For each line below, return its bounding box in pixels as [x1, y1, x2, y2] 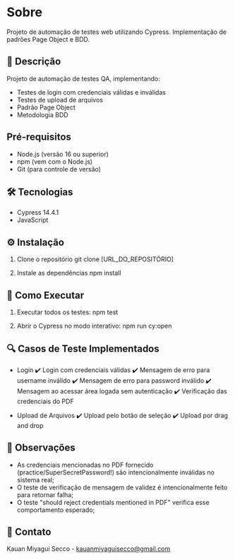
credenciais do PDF [16, 397, 75, 405]
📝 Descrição [6, 56, 61, 68]
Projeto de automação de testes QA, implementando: [6, 74, 160, 83]
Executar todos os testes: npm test [16, 308, 119, 316]
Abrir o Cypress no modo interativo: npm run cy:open [16, 322, 172, 330]
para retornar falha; [16, 490, 73, 499]
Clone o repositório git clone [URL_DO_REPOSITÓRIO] [16, 255, 174, 263]
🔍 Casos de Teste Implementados [6, 343, 159, 355]
